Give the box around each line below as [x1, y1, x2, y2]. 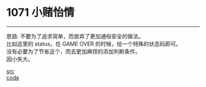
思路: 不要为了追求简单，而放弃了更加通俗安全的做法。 [6, 32, 144, 40]
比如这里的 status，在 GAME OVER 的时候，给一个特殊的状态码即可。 [6, 40, 182, 47]
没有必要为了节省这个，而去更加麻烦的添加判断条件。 [6, 47, 141, 55]
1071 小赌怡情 [6, 5, 75, 19]
